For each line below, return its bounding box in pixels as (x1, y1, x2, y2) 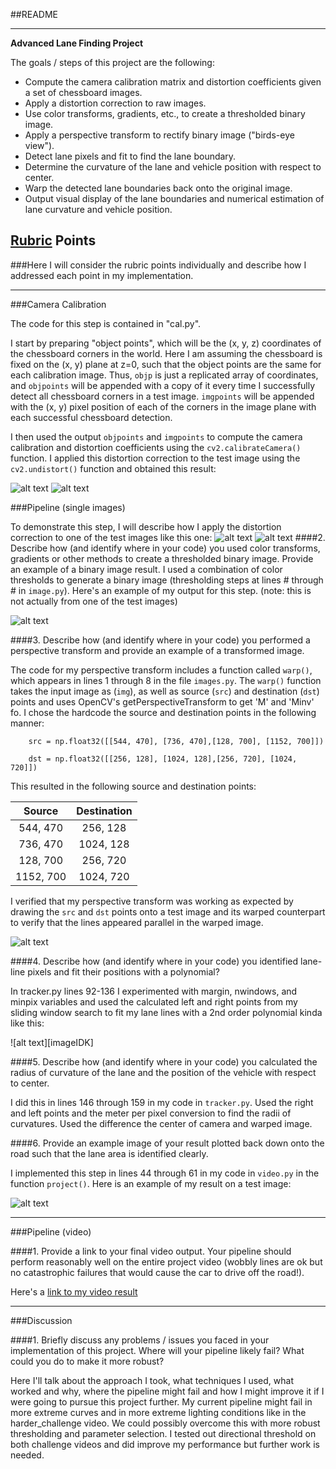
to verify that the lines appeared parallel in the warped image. (10, 916, 264, 928)
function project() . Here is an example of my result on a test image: (10, 1177, 292, 1189)
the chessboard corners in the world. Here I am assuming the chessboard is (10, 347, 323, 359)
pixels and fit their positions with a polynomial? (27, 965, 220, 978)
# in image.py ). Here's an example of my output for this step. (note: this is (10, 584, 312, 596)
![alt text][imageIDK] (10, 1036, 94, 1048)
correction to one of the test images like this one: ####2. (10, 531, 326, 543)
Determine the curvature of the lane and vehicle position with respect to (24, 161, 322, 173)
